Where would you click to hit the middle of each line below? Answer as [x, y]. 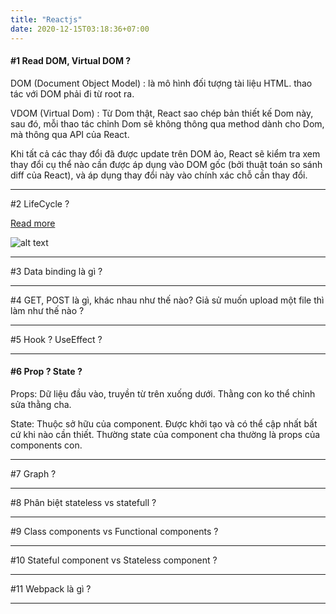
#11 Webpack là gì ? [51, 588]
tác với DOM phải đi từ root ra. [72, 93]
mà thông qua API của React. [70, 134]
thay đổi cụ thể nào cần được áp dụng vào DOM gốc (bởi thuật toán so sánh [166, 164]
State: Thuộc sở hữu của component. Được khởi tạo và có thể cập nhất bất [164, 423]
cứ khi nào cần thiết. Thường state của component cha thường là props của [165, 434]
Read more [33, 223]
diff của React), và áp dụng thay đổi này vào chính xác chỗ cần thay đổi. [159, 175]
